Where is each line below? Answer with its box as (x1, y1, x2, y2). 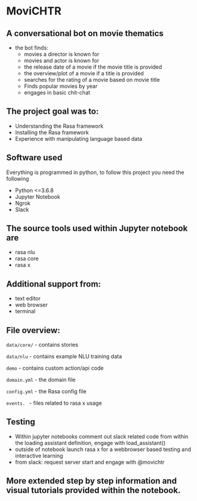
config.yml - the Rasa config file (6, 388, 87, 395)
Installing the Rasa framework (14, 128, 89, 136)
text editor (14, 295, 41, 302)
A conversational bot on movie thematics (6, 28, 164, 39)
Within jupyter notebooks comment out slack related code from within (14, 432, 189, 440)
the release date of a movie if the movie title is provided (23, 63, 163, 70)
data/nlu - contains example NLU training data (6, 353, 122, 360)
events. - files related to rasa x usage (6, 399, 102, 407)
